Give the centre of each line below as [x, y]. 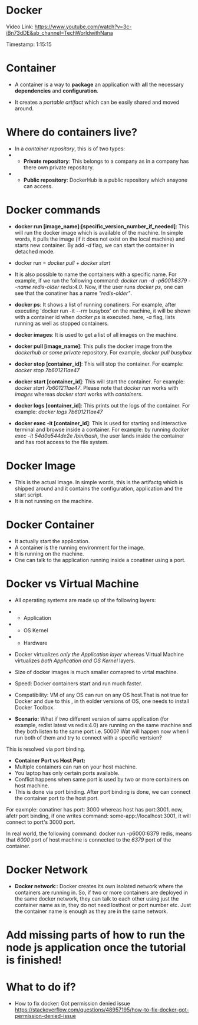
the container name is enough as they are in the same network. [91, 911]
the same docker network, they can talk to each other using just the [97, 898]
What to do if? [41, 987]
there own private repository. [59, 167]
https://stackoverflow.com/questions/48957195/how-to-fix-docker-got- [102, 1010]
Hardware [35, 643]
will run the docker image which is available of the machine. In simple [99, 232]
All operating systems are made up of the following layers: [85, 600]
